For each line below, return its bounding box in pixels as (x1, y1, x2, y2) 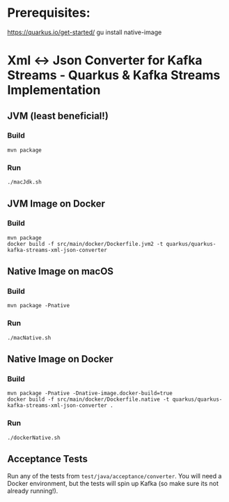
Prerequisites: (7, 5, 90, 21)
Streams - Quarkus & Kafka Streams (7, 68, 221, 83)
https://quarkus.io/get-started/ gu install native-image (7, 28, 162, 36)
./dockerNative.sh (7, 434, 61, 441)
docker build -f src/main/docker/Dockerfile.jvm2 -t (7, 240, 164, 247)
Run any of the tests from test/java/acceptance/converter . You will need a (7, 471, 222, 480)
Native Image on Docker (7, 353, 113, 365)
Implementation (7, 82, 101, 98)
